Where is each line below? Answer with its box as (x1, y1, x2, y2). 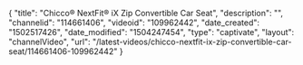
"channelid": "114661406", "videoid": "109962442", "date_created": (8, 17, 260, 28)
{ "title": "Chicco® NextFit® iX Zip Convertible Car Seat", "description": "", (8, 8, 283, 18)
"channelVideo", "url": (8, 36, 92, 47)
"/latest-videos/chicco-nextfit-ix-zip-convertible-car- (93, 36, 292, 47)
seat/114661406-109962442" (8, 46, 118, 57)
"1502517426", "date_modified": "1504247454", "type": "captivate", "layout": (8, 27, 295, 37)
